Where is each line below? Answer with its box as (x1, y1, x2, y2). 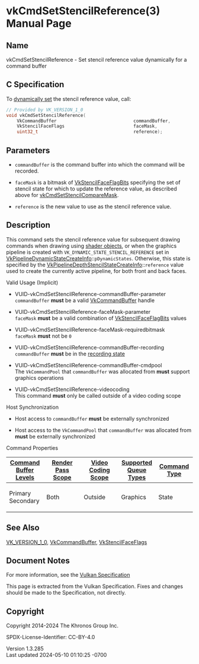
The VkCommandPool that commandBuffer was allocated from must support (14, 368, 190, 375)
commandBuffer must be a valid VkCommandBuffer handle (14, 297, 155, 304)
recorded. (14, 167, 39, 174)
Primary (9, 489, 31, 497)
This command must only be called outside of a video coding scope (14, 392, 181, 399)
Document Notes (6, 556, 70, 566)
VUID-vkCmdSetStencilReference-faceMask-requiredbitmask (14, 326, 165, 333)
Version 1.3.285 (6, 645, 44, 652)
